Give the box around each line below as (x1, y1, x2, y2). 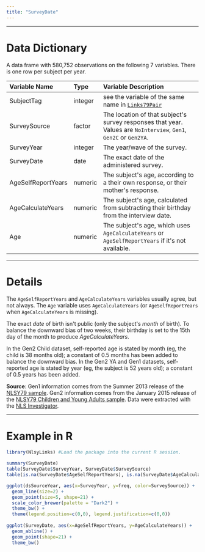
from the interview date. (103, 211, 172, 219)
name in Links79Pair (103, 100, 162, 109)
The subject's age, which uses (103, 221, 190, 229)
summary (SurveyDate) (6, 460, 59, 466)
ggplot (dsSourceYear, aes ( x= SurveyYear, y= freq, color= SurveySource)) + (6, 482, 195, 489)
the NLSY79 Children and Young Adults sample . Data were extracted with (6, 396, 191, 403)
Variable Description (103, 82, 164, 90)
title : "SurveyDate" (6, 9, 59, 15)
